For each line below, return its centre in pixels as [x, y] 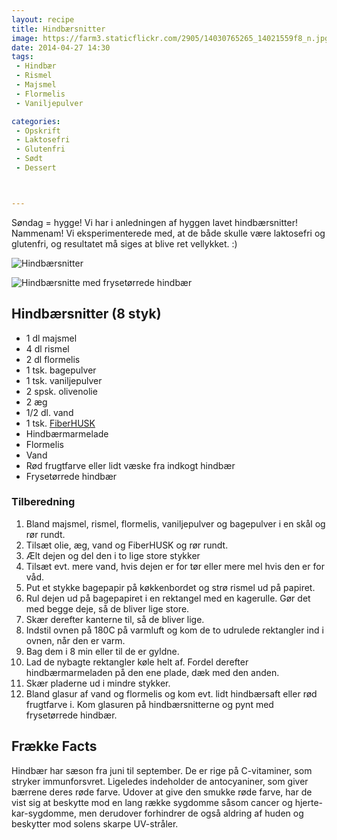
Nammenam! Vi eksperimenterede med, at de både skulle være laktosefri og [168, 233]
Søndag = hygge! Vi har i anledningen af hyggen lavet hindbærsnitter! [154, 222]
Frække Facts [54, 746]
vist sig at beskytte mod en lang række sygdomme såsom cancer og [152, 802]
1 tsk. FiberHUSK [60, 423]
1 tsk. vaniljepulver [64, 380]
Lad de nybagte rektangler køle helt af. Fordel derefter [137, 662]
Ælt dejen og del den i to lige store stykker [113, 555]
